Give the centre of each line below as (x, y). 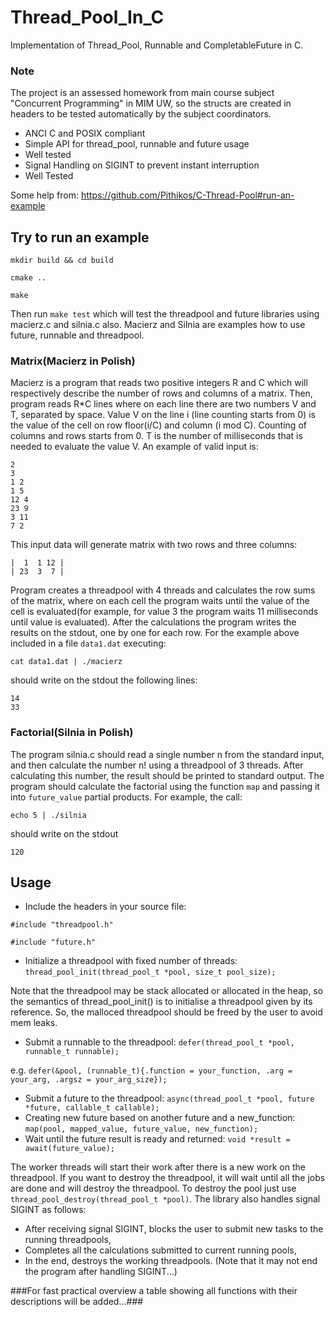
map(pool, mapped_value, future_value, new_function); (141, 1129)
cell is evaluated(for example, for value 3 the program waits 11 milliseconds (164, 612)
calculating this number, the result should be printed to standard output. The (167, 775)
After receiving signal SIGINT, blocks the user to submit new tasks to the (174, 1229)
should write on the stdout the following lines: (104, 680)
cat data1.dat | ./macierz (66, 662)
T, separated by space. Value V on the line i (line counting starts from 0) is (163, 415)
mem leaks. (34, 1023)
